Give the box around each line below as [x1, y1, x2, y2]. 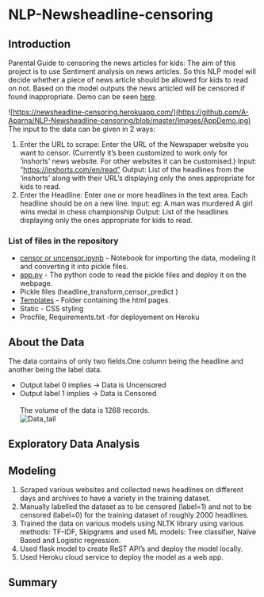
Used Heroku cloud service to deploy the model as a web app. [19, 553, 224, 562]
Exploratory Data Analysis [8, 437, 140, 450]
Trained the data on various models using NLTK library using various [19, 518, 244, 529]
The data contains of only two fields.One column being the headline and [8, 356, 244, 366]
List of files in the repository [8, 235, 119, 246]
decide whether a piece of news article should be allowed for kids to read [8, 75, 248, 84]
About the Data [8, 335, 85, 349]
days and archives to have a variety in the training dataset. [19, 494, 212, 503]
